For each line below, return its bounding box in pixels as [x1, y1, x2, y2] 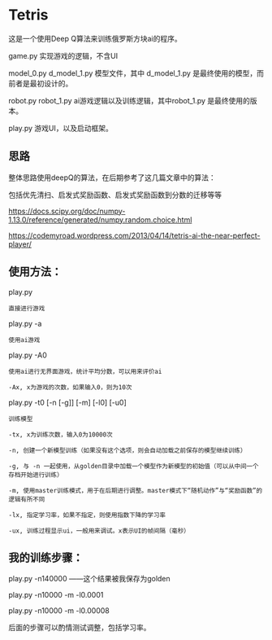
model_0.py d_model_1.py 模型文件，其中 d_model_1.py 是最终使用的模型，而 [8, 68, 264, 78]
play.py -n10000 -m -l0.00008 [8, 606, 110, 616]
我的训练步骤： [8, 550, 84, 564]
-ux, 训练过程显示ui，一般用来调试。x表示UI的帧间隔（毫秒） [8, 527, 190, 535]
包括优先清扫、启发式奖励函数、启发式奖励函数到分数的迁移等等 [8, 190, 222, 199]
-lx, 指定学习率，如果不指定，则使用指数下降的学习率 [8, 511, 166, 519]
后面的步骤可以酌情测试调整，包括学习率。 [8, 623, 151, 633]
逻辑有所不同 [8, 495, 45, 503]
